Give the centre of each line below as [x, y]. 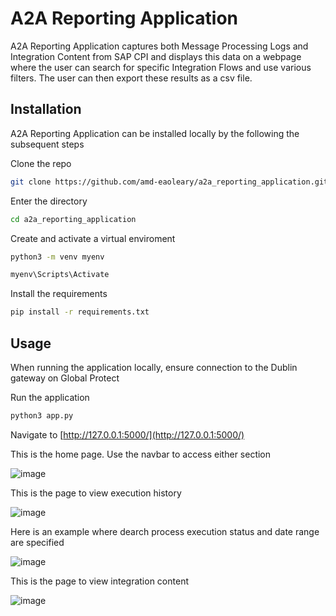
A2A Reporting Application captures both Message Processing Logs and [159, 46]
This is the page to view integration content [99, 581]
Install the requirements [59, 294]
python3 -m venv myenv [57, 257]
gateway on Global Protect [65, 378]
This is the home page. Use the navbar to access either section [141, 454]
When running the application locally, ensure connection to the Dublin [154, 367]
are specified [37, 542]
